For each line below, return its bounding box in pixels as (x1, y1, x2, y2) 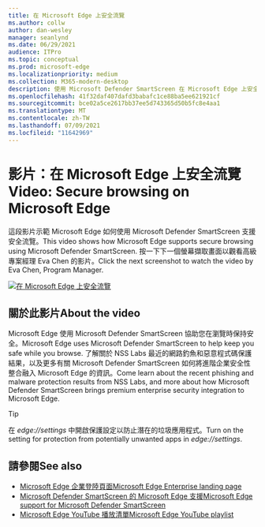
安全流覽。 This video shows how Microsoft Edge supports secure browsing (8, 236, 254, 245)
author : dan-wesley (8, 26, 73, 34)
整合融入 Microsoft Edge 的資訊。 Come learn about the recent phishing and (8, 368, 254, 378)
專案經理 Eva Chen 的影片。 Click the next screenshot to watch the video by (8, 256, 254, 265)
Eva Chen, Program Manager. (8, 265, 104, 275)
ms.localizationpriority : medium (8, 70, 118, 78)
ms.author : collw (8, 19, 65, 27)
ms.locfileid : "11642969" (8, 129, 93, 136)
